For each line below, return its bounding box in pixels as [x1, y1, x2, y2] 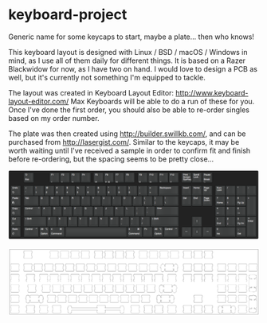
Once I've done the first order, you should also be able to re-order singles [8, 105, 249, 115]
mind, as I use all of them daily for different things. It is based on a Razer [8, 56, 245, 65]
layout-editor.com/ [8, 96, 69, 106]
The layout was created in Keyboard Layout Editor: [8, 88, 174, 97]
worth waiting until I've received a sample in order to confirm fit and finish [8, 146, 251, 155]
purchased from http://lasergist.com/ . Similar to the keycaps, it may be [8, 137, 240, 146]
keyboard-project [8, 6, 128, 24]
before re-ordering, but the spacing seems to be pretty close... [8, 154, 214, 164]
